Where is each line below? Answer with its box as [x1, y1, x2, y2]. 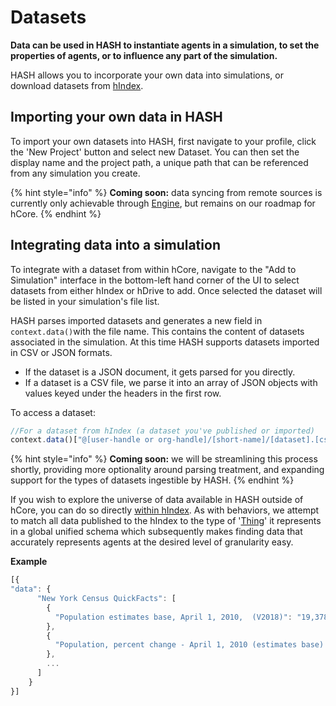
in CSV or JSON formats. [10, 346, 113, 358]
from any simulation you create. [10, 167, 141, 179]
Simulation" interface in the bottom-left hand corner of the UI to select [10, 274, 300, 286]
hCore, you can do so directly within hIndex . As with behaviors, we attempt [10, 504, 320, 516]
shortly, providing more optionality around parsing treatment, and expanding [10, 464, 325, 476]
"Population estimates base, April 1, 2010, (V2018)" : [54, 612, 293, 622]
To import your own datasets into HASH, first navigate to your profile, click [10, 135, 317, 147]
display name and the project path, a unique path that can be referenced [10, 156, 309, 168]
